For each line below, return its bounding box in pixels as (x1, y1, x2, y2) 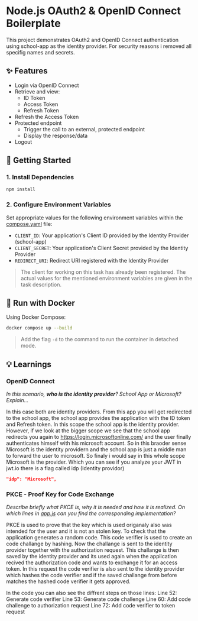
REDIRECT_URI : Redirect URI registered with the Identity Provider (14, 257, 169, 264)
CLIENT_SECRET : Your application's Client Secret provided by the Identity (14, 244, 189, 251)
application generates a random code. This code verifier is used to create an (6, 534, 193, 541)
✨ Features (6, 66, 48, 76)
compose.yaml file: (6, 220, 53, 227)
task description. (20, 281, 62, 288)
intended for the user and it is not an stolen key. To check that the (6, 528, 166, 535)
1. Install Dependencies (6, 173, 74, 182)
